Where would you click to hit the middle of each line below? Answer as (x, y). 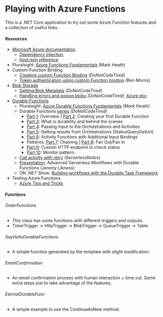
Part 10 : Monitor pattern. (51, 152)
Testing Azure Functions (36, 178)
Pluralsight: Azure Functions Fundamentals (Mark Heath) (69, 65)
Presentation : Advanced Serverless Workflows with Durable (79, 163)
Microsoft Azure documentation (44, 49)
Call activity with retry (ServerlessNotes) (60, 158)
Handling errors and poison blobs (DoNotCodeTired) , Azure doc (83, 96)
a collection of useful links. (32, 27)
